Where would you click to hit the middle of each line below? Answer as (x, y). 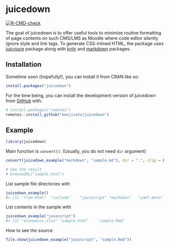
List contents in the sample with (39, 207)
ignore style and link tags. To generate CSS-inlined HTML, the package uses (85, 43)
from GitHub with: (24, 101)
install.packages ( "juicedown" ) (38, 86)
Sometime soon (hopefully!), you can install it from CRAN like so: (72, 77)
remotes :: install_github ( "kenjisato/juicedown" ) (57, 114)
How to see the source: (30, 230)
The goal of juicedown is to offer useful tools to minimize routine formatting (83, 33)
